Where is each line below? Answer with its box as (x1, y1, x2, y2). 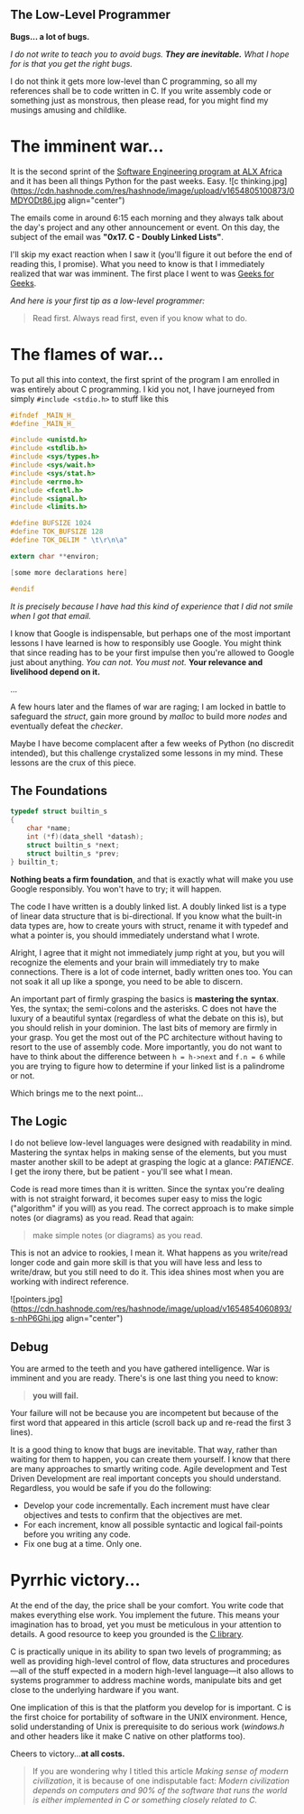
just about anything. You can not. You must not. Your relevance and (10, 656, 263, 667)
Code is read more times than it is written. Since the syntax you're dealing (10, 1184, 285, 1195)
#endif (10, 584, 35, 594)
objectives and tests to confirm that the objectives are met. (23, 1510, 243, 1521)
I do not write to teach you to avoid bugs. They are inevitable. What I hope (10, 49, 290, 60)
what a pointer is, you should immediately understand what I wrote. (10, 930, 260, 940)
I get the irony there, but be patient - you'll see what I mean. (10, 1166, 234, 1177)
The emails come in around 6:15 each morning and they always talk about (10, 212, 284, 223)
